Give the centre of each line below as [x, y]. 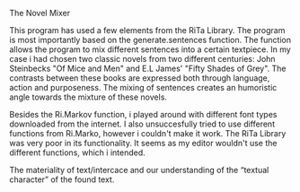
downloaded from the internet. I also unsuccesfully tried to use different [142, 124]
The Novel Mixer [40, 13]
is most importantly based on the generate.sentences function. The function [150, 40]
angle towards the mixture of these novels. [88, 97]
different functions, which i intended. [77, 153]
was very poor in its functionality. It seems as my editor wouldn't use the [143, 143]
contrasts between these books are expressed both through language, [140, 78]
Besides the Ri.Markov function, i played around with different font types [143, 114]
